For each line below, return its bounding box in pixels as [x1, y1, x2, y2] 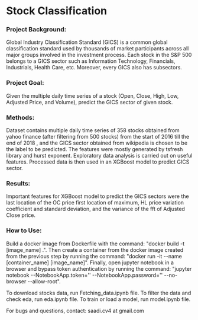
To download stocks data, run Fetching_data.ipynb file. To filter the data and [6, 289, 191, 296]
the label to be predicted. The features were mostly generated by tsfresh [6, 146, 183, 153]
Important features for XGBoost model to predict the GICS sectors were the [6, 193, 189, 200]
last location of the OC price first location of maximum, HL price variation [6, 199, 184, 206]
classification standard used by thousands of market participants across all [6, 45, 189, 52]
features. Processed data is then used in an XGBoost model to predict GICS [6, 158, 190, 165]
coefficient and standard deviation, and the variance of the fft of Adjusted [6, 206, 185, 213]
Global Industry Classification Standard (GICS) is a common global [6, 39, 168, 46]
